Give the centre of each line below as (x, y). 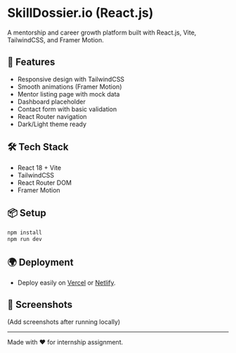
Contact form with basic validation (67, 109)
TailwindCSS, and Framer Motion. (55, 39)
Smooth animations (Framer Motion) (70, 87)
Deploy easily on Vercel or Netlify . (66, 283)
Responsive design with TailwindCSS (71, 79)
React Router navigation (52, 116)
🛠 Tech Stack (38, 147)
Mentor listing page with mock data (68, 94)
